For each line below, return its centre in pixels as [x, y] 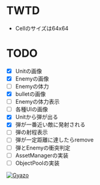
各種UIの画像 [31, 109]
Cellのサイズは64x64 [42, 28]
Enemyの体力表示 [37, 102]
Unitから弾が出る [37, 117]
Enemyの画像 [32, 78]
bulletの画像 [30, 94]
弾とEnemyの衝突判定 [43, 148]
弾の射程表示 [31, 132]
